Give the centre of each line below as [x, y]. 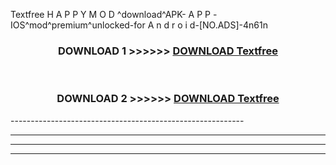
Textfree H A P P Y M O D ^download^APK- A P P [111, 14]
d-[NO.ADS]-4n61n [228, 25]
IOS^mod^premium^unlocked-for [78, 25]
